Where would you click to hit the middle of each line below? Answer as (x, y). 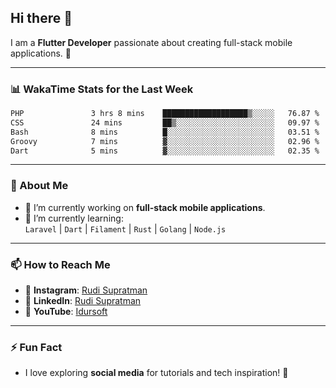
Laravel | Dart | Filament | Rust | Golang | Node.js (125, 228)
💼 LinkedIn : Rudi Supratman (83, 301)
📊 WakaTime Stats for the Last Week (102, 89)
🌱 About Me (39, 186)
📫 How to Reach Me (60, 264)
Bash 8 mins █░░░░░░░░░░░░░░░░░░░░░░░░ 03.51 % (165, 132)
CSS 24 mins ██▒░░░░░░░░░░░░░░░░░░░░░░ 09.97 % (165, 122)
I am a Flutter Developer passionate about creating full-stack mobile (151, 42)
